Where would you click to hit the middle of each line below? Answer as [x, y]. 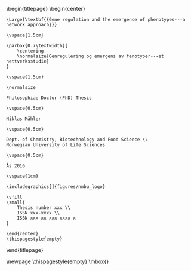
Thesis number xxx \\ [44, 208]
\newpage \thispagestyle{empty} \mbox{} [58, 261]
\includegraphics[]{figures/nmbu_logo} [56, 187]
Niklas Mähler [24, 119]
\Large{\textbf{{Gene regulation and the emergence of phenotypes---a [96, 20]
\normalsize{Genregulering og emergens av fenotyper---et [90, 56]
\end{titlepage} [25, 250]
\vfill [14, 197]
